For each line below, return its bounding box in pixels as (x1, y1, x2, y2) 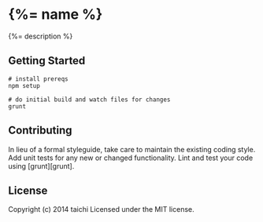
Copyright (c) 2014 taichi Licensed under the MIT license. (8, 205, 194, 214)
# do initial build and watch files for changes (8, 96, 171, 104)
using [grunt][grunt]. (8, 161, 75, 170)
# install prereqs (8, 75, 69, 83)
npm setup (8, 82, 41, 89)
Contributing (8, 124, 72, 137)
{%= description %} (8, 31, 73, 41)
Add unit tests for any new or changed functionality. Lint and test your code (8, 153, 254, 162)
